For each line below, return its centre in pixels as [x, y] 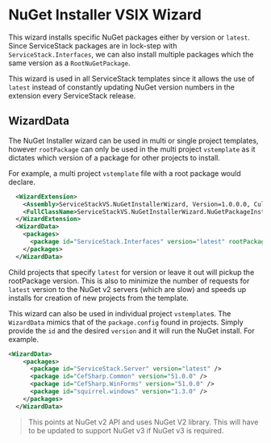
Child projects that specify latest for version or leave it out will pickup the [131, 272]
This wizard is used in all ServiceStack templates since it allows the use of [131, 78]
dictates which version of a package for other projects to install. [114, 157]
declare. [22, 182]
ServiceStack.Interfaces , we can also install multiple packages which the [131, 54]
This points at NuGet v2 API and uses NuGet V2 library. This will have [143, 422]
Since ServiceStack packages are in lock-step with [93, 45]
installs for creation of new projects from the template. [99, 298]
